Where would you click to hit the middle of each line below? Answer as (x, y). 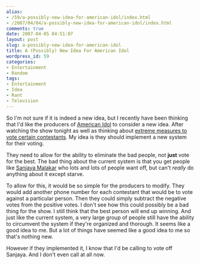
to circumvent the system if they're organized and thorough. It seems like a (99, 224)
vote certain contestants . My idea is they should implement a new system (96, 137)
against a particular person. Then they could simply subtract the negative (96, 198)
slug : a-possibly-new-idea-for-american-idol (64, 45)
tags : (13, 78)
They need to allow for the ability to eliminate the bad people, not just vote (98, 155)
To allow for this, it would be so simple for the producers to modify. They (96, 186)
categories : (21, 62)
